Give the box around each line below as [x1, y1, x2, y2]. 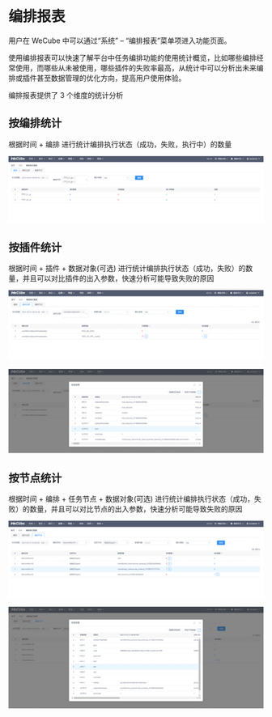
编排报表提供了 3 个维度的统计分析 [8, 90, 124, 100]
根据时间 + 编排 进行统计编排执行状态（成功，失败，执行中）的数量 [8, 139, 232, 149]
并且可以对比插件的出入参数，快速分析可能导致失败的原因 [22, 273, 215, 283]
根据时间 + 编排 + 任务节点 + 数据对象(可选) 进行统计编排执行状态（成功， [8, 494, 255, 503]
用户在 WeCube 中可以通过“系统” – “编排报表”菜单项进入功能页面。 [8, 36, 232, 45]
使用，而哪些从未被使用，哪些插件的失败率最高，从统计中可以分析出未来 [15, 62, 257, 73]
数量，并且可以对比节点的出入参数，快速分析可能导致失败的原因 [29, 503, 243, 514]
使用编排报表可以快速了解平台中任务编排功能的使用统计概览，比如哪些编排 [8, 53, 257, 62]
